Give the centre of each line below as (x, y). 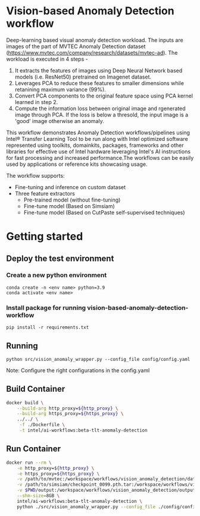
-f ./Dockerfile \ (42, 425)
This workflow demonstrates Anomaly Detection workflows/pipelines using (98, 133)
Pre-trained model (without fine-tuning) (72, 200)
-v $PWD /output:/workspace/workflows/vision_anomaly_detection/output (106, 490)
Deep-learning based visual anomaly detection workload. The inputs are (95, 40)
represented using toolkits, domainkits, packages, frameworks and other (95, 145)
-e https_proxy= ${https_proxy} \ (58, 474)
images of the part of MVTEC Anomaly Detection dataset (76, 46)
